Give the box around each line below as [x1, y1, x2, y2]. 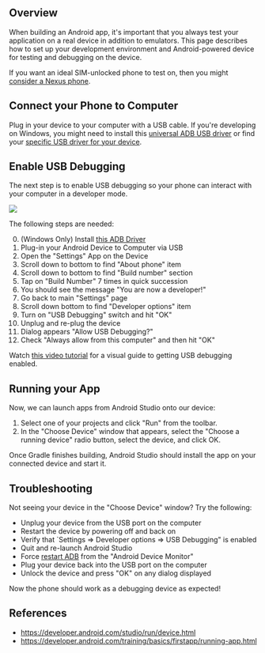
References [9, 606, 67, 620]
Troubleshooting [9, 481, 93, 495]
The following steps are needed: [9, 219, 114, 228]
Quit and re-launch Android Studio [20, 543, 133, 553]
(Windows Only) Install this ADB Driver [20, 235, 146, 244]
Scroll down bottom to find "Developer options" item [20, 302, 191, 311]
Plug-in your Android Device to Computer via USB [20, 243, 184, 252]
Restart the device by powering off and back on [20, 527, 176, 536]
